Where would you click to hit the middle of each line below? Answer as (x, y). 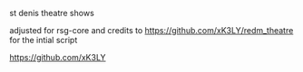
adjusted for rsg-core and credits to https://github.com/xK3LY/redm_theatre (151, 30)
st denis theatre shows (52, 13)
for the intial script (44, 40)
